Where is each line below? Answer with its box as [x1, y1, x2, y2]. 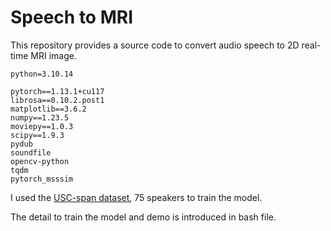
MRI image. [30, 49, 77, 61]
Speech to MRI [10, 6, 133, 29]
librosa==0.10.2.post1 [10, 95, 105, 105]
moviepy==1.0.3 [10, 121, 74, 131]
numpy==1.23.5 [10, 112, 70, 123]
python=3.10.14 [10, 69, 74, 79]
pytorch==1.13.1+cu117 [10, 86, 105, 96]
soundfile [10, 147, 52, 158]
